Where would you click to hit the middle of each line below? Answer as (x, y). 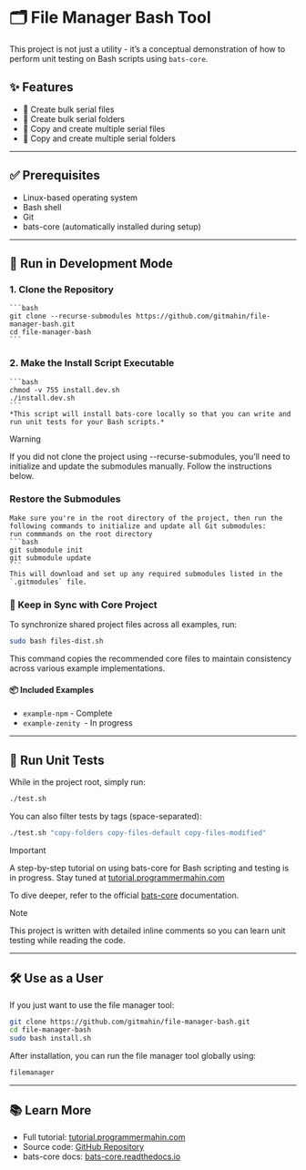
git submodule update (51, 558)
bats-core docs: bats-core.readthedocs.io (102, 1156)
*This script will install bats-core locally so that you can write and (150, 414)
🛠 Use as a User (56, 978)
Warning (25, 439)
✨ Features (41, 87)
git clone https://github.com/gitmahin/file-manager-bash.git (130, 1022)
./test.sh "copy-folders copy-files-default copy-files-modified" (138, 833)
